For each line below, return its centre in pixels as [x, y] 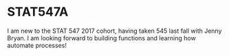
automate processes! [37, 45]
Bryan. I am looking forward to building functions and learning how [101, 38]
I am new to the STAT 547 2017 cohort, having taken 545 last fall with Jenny [115, 31]
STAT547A [38, 12]
